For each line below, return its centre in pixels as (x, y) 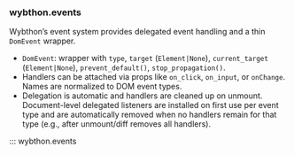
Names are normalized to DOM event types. (102, 87)
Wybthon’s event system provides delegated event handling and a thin (137, 32)
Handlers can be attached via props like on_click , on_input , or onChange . (154, 77)
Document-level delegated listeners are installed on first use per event (150, 105)
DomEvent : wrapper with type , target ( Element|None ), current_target (145, 58)
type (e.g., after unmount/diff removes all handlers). (116, 124)
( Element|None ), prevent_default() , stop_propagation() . (124, 67)
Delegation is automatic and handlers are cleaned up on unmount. (142, 96)
